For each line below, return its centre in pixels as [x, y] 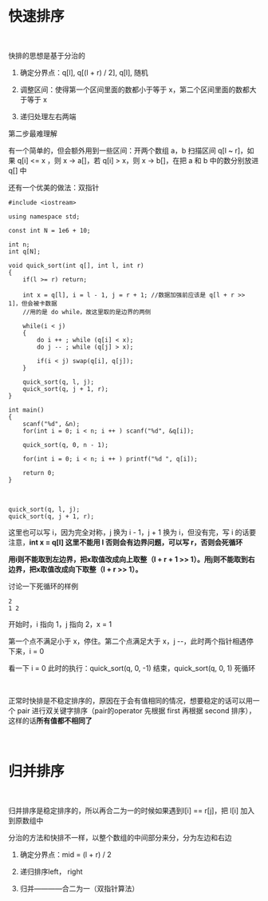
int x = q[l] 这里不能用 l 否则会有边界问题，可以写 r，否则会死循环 [136, 542]
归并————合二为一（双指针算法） [79, 888]
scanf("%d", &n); [51, 424]
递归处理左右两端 [48, 116]
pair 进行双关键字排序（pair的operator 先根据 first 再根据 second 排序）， [136, 710]
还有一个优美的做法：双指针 [54, 187]
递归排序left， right [51, 871]
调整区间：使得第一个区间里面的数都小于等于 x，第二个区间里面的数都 [134, 90]
